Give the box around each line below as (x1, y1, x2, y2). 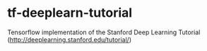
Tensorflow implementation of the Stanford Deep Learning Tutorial (7, 28, 201, 36)
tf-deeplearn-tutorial (7, 5, 133, 21)
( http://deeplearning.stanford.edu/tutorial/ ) (7, 35, 132, 43)
